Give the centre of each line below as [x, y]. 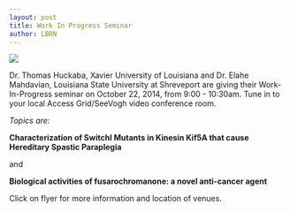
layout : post [33, 17]
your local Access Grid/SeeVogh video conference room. [113, 103]
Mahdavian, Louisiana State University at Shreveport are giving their [133, 85]
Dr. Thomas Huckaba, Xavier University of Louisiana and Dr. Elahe [129, 75]
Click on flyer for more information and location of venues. [116, 199]
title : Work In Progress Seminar [71, 26]
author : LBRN [33, 34]
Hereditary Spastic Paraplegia [65, 148]
